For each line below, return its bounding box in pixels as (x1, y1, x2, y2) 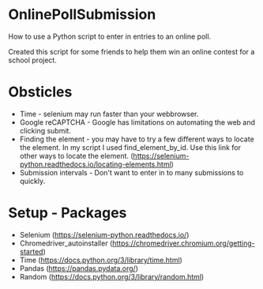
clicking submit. (19, 126, 71, 135)
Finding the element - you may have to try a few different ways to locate (19, 134, 254, 144)
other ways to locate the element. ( (19, 151, 133, 160)
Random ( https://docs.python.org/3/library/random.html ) (19, 272, 205, 281)
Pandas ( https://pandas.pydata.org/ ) (19, 263, 139, 273)
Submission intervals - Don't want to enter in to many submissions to (19, 167, 244, 177)
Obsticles (8, 83, 73, 101)
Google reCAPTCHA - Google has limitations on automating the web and (19, 117, 255, 127)
